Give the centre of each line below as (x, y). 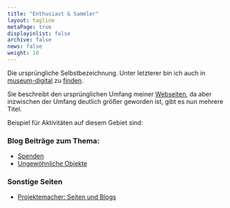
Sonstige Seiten (35, 182)
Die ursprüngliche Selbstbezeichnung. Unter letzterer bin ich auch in (107, 73)
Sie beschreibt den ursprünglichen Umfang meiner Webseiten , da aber (110, 94)
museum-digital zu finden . (45, 80)
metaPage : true (30, 27)
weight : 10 (23, 53)
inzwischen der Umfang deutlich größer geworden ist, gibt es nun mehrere (115, 101)
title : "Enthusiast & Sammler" (53, 14)
